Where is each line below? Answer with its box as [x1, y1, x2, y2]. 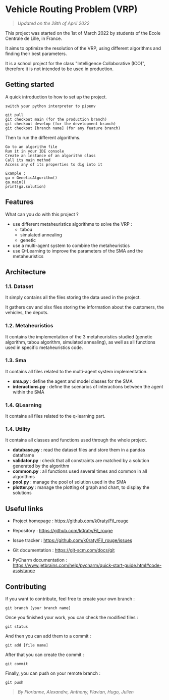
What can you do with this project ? [5, 211, 79, 217]
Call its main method [5, 158, 51, 163]
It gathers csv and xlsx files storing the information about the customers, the [5, 304, 164, 310]
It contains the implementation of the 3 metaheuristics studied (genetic [5, 333, 153, 339]
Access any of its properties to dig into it [5, 162, 102, 167]
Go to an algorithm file [5, 144, 58, 149]
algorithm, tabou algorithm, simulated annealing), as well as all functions [5, 339, 155, 345]
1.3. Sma [5, 357, 27, 364]
